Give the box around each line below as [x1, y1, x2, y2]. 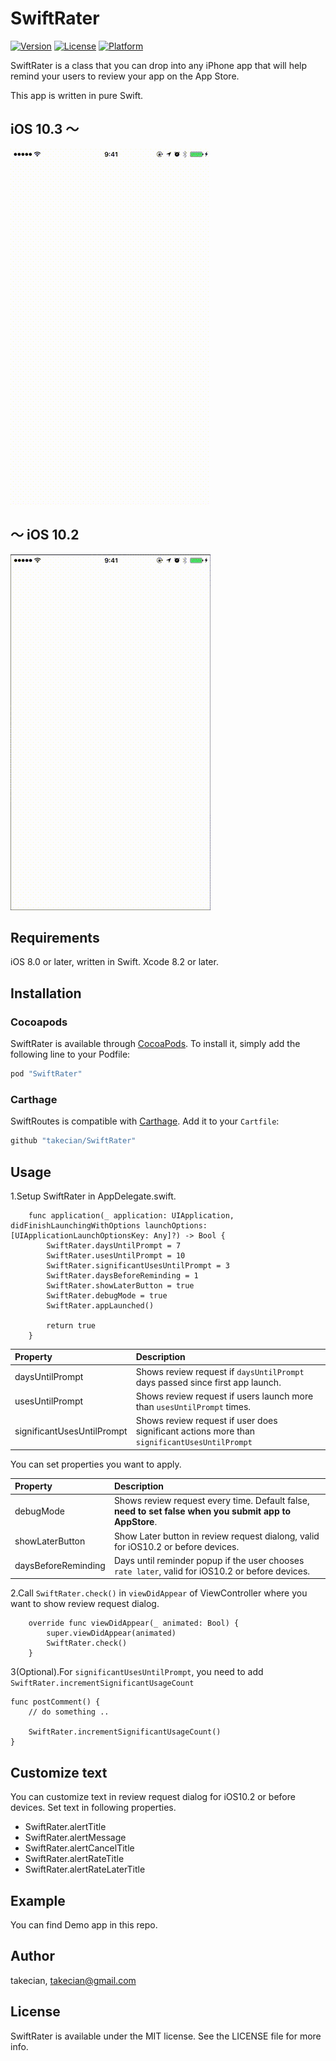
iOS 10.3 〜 [10, 121, 80, 138]
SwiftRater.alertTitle [24, 1821, 107, 1833]
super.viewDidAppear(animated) [46, 1628, 177, 1639]
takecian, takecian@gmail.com [10, 1974, 137, 1986]
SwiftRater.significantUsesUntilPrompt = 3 [46, 1260, 230, 1271]
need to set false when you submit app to [113, 1505, 292, 1517]
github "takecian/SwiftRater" [10, 1136, 137, 1146]
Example [10, 1892, 66, 1909]
